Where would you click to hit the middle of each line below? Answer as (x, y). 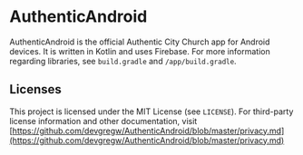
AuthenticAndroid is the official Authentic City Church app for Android (140, 42)
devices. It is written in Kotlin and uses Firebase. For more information (140, 51)
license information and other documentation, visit (103, 121)
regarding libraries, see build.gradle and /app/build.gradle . (123, 61)
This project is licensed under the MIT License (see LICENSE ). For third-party (151, 111)
